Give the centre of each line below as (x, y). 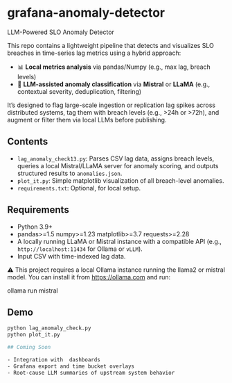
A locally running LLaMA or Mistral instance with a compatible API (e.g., (119, 241)
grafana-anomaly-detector (86, 13)
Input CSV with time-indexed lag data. (71, 256)
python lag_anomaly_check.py (49, 328)
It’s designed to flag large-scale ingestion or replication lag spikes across (111, 105)
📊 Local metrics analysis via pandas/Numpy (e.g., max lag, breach (114, 67)
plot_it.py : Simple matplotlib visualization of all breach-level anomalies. (121, 180)
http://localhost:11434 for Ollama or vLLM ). (80, 249)
